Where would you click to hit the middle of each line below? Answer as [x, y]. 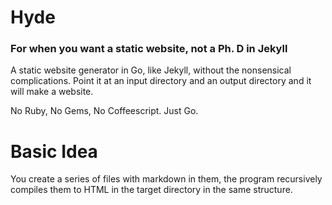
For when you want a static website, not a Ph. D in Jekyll [149, 49]
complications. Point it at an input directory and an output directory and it [161, 81]
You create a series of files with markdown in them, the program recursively [166, 179]
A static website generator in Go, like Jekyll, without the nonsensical [151, 70]
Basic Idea [54, 151]
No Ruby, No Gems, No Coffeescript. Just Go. [104, 111]
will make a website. [52, 92]
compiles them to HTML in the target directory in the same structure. [151, 190]
